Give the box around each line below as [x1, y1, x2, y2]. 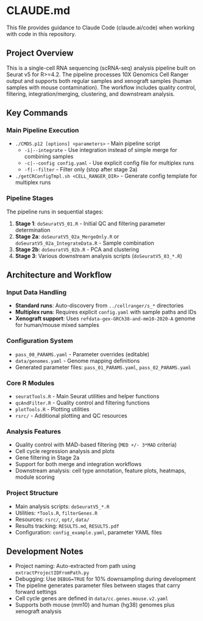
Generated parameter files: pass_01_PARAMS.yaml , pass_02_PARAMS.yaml [15, 364, 191, 371]
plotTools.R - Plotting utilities [15, 406, 90, 413]
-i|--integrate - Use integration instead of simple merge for [24, 146, 177, 154]
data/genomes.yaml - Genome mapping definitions [15, 357, 140, 364]
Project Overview [6, 48, 74, 59]
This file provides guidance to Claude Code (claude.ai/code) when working [6, 24, 195, 31]
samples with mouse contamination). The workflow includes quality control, [6, 84, 196, 91]
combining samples [24, 153, 74, 160]
